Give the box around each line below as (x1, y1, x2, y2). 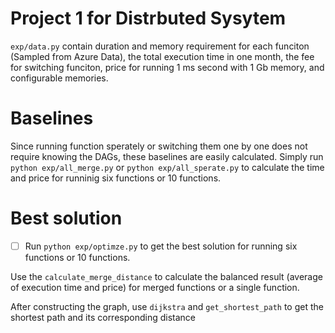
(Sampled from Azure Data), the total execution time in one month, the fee (10, 50, 315, 62)
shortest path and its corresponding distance (10, 311, 196, 323)
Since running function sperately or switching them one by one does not (10, 140, 308, 152)
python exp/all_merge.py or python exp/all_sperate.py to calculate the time (10, 161, 325, 173)
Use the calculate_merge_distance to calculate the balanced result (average (10, 270, 323, 282)
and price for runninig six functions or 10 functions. (10, 172, 222, 184)
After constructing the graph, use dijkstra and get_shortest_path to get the (10, 300, 324, 312)
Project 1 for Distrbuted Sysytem (10, 7, 287, 30)
